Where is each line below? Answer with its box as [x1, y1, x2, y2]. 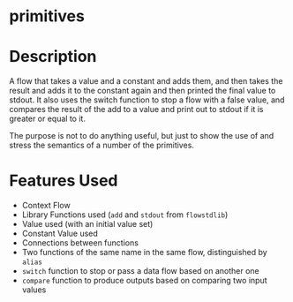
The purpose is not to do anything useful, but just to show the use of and [9, 131, 274, 141]
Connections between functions [21, 238, 139, 248]
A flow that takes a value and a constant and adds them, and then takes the [9, 76, 283, 87]
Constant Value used [21, 228, 99, 239]
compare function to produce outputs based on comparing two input [21, 276, 267, 286]
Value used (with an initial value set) [21, 219, 154, 230]
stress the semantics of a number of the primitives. [9, 140, 194, 151]
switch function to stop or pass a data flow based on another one [21, 266, 260, 276]
